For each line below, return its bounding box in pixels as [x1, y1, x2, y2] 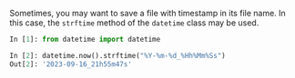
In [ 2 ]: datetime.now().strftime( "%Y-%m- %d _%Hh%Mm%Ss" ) [9, 51, 226, 60]
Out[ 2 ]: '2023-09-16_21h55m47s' [9, 59, 132, 69]
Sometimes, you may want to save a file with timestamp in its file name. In [9, 8, 287, 18]
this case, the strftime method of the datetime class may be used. [9, 17, 259, 28]
